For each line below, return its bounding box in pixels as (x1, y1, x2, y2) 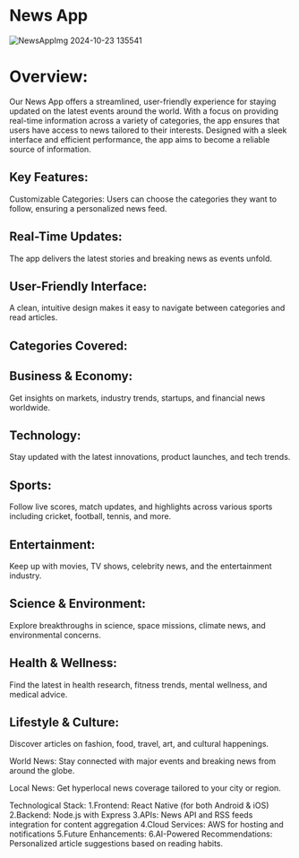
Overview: (9, 66, 89, 87)
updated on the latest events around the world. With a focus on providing (9, 105, 279, 117)
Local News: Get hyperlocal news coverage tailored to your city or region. (9, 783, 282, 793)
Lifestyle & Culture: (9, 715, 119, 730)
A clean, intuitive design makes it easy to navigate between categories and (9, 302, 286, 314)
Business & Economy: (9, 368, 132, 384)
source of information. (9, 143, 91, 154)
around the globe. (9, 766, 75, 776)
